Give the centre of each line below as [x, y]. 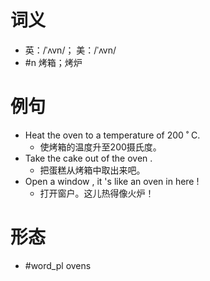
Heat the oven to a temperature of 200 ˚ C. [112, 135]
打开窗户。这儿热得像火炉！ [97, 193]
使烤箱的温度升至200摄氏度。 [100, 147]
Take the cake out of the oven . [88, 158]
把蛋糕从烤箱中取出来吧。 [92, 170]
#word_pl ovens [58, 265]
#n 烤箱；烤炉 [53, 62]
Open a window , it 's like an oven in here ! [112, 181]
